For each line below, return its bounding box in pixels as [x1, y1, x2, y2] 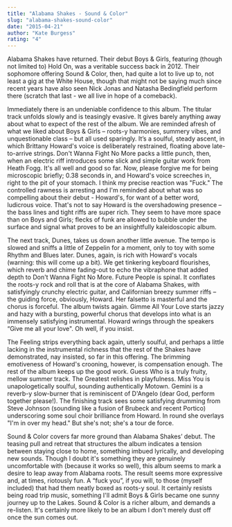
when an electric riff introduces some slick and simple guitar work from [7, 157, 211, 165]
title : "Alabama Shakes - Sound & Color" [7, 10, 129, 17]
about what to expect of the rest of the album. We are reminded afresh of [7, 120, 216, 128]
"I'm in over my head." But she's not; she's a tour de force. [7, 419, 175, 427]
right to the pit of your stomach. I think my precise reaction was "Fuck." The [7, 179, 223, 187]
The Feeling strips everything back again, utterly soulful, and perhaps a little [7, 338, 224, 346]
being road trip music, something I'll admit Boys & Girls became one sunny [7, 491, 220, 499]
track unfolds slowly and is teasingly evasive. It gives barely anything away [7, 112, 222, 121]
